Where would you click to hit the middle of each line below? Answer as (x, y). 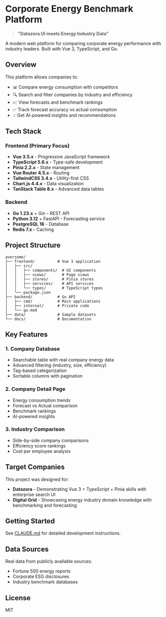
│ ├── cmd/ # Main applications (53, 301)
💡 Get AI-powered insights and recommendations (64, 115)
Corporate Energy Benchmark (69, 9)
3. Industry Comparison (35, 429)
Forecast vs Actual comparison (45, 405)
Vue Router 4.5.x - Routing (41, 173)
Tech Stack (23, 131)
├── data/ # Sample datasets (51, 314)
